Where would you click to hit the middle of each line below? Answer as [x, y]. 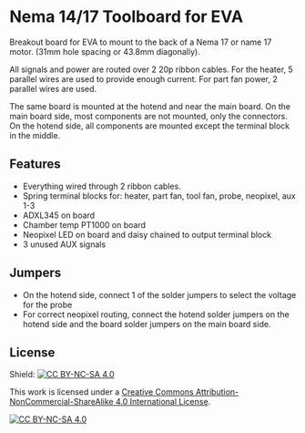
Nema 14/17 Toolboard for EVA [127, 17]
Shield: [22, 375]
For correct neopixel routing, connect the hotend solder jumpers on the [156, 314]
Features [35, 165]
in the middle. [35, 135]
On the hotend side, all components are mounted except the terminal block [150, 126]
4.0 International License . [163, 402]
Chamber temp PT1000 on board [84, 224]
